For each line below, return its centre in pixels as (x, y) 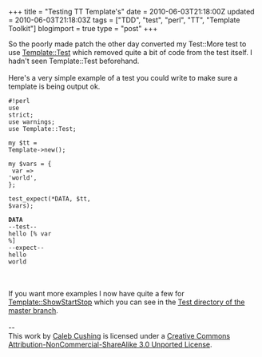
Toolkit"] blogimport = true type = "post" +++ (83, 28)
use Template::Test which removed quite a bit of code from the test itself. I (131, 52)
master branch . (33, 310)
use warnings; (32, 122)
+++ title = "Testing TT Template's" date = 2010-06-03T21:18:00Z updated (131, 12)
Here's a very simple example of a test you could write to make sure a (123, 78)
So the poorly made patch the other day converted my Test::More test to (127, 44)
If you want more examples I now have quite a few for (97, 294)
